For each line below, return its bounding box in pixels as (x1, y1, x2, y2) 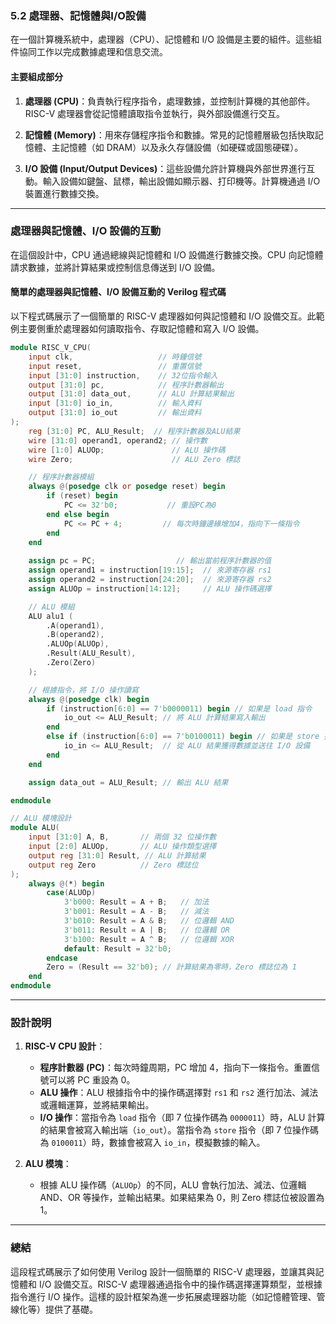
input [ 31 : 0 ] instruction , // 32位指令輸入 (28, 370, 218, 381)
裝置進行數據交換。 (24, 187, 105, 199)
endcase (46, 953, 78, 963)
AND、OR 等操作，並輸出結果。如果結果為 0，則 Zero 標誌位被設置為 (39, 1192, 325, 1204)
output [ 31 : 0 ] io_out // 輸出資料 (28, 408, 202, 418)
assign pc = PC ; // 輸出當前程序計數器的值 (28, 556, 272, 566)
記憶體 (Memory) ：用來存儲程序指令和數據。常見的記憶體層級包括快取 (24, 128, 315, 141)
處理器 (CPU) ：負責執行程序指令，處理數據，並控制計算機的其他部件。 (24, 95, 316, 107)
